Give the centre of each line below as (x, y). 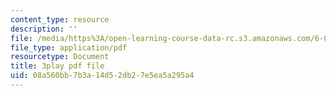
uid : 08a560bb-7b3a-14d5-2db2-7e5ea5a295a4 (102, 76)
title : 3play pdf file (57, 66)
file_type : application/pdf (69, 47)
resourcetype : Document (60, 57)
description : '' (44, 29)
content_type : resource (60, 19)
